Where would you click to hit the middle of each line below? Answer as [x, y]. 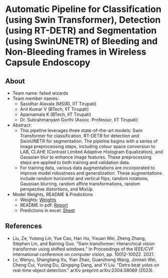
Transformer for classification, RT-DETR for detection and [79, 136]
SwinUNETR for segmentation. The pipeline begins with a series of [89, 141]
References [24, 226]
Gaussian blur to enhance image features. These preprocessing [86, 157]
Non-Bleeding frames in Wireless [76, 52]
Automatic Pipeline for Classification [83, 9]
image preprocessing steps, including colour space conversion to [88, 146]
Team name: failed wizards [40, 93]
